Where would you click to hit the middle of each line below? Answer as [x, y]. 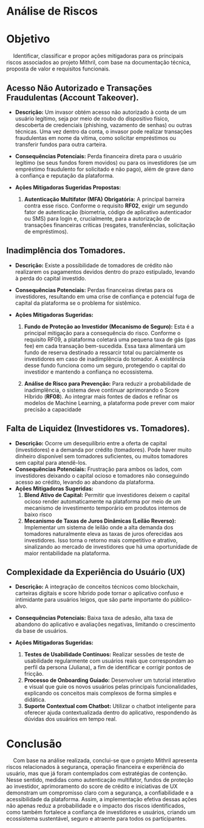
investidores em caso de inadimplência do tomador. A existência [104, 359]
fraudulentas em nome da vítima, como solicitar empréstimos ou [95, 137]
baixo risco [38, 514]
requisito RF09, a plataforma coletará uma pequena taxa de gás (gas [110, 339]
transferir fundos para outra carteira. [61, 144]
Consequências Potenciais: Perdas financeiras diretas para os [94, 290]
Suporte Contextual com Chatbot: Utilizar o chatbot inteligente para [110, 706]
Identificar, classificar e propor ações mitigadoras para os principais [98, 56]
